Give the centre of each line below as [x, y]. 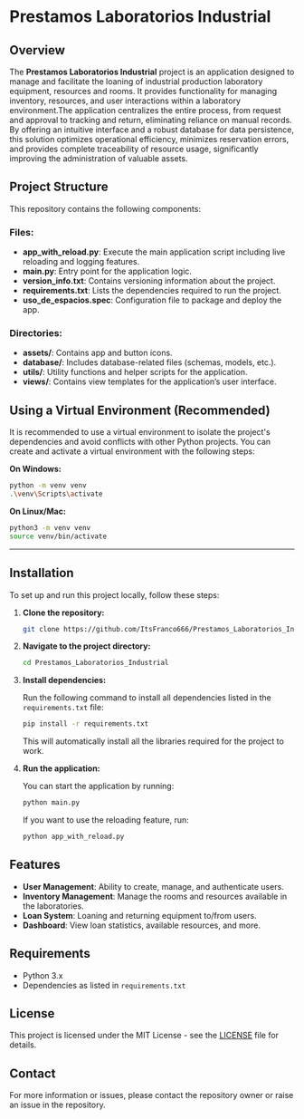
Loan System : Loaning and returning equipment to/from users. [139, 915]
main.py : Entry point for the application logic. [107, 271]
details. [23, 1045]
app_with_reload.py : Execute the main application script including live [154, 252]
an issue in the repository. [57, 1105]
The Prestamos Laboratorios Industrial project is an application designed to [152, 72]
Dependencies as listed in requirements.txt [104, 985]
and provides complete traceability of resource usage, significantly [134, 149]
